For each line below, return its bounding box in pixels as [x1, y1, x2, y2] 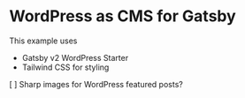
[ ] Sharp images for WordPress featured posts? [9, 79, 183, 89]
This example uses [9, 35, 78, 46]
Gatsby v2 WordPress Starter [21, 52, 129, 63]
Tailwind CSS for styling [21, 62, 110, 72]
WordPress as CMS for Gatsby [9, 6, 236, 26]
